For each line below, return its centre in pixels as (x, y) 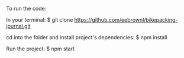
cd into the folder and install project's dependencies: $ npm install (87, 37)
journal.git (18, 26)
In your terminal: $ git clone (40, 20)
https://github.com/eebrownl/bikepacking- (126, 20)
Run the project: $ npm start (41, 49)
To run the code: (26, 8)
